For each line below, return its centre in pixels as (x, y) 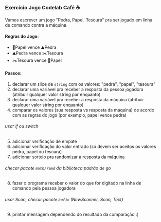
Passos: (13, 73)
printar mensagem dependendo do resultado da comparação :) (75, 214)
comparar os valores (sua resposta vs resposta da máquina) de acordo (83, 110)
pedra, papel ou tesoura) (37, 151)
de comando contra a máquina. (36, 25)
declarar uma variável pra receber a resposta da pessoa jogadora (78, 89)
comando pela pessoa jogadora (44, 188)
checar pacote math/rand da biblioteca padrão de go (58, 168)
